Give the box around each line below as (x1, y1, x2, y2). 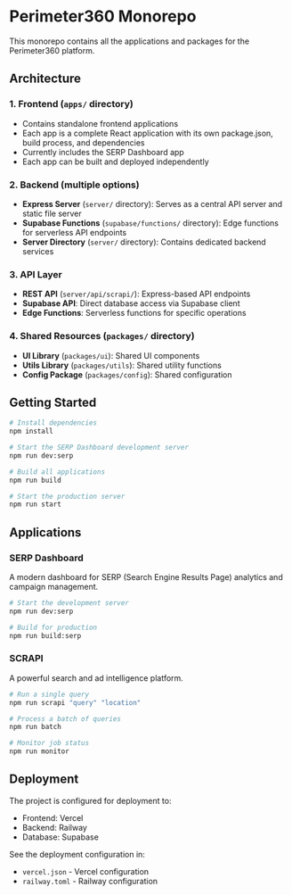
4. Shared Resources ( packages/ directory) (9, 330, 195, 343)
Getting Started (9, 394, 97, 410)
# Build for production (9, 623, 98, 632)
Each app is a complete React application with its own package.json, (21, 128, 273, 138)
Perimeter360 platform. (9, 45, 95, 55)
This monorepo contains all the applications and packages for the (9, 36, 250, 46)
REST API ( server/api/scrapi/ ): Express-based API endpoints (21, 288, 251, 300)
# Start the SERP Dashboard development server (9, 443, 190, 452)
